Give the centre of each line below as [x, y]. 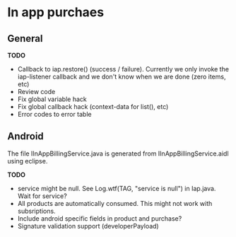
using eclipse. [28, 161]
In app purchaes [56, 12]
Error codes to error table [54, 114]
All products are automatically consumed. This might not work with [115, 203]
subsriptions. [36, 211]
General [25, 39]
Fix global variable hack [52, 99]
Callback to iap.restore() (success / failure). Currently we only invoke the [123, 69]
